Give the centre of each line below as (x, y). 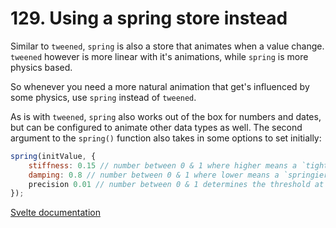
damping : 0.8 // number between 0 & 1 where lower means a (154, 175)
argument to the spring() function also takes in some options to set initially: (166, 138)
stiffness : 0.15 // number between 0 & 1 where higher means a (163, 165)
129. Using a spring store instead (149, 18)
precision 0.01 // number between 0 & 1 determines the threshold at (176, 184)
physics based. (41, 67)
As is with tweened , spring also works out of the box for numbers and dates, (166, 116)
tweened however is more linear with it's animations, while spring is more (159, 56)
